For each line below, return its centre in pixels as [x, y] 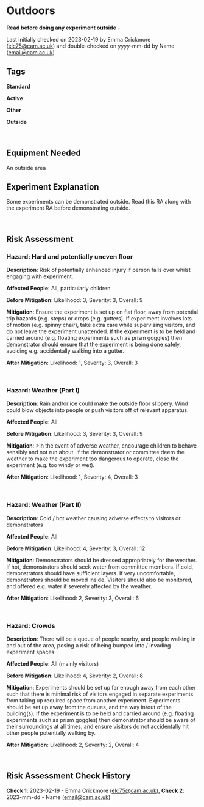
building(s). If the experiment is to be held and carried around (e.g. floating [100, 713]
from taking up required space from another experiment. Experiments [93, 700]
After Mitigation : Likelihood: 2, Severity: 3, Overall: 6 [72, 598]
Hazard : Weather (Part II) [44, 505]
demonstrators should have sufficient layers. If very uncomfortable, [91, 573]
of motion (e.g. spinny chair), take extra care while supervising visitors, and [101, 325]
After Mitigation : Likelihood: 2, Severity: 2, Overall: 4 [73, 745]
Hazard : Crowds [31, 625]
